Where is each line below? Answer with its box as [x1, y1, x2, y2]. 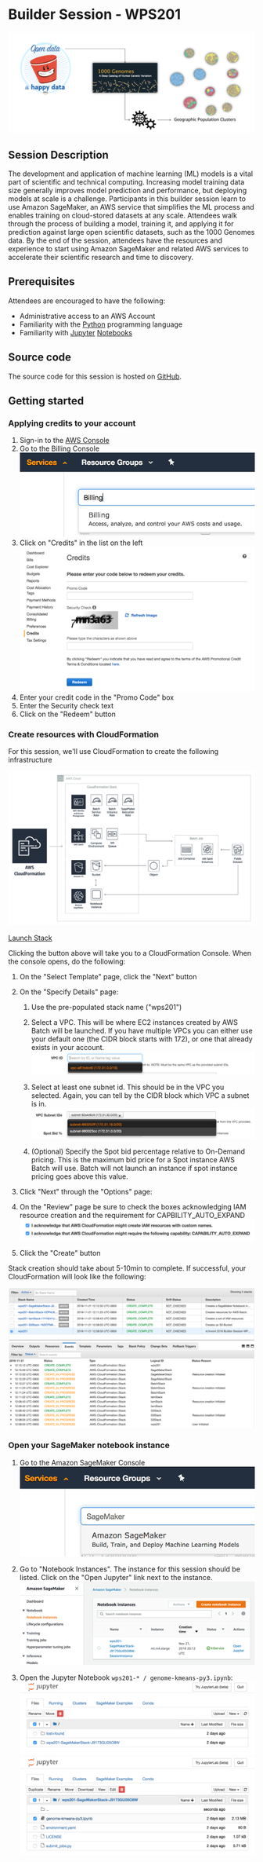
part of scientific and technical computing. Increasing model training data [8, 177, 245, 186]
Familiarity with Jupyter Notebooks [19, 327, 133, 337]
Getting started [8, 394, 85, 408]
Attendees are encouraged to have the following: [8, 296, 166, 305]
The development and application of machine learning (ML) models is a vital [8, 169, 253, 178]
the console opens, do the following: [8, 957, 126, 966]
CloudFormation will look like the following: [8, 1271, 146, 1281]
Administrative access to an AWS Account [19, 311, 156, 320]
